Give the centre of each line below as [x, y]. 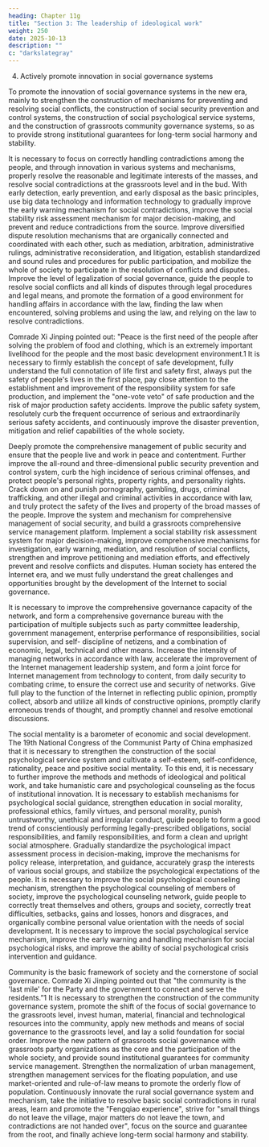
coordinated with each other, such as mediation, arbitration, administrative [131, 244]
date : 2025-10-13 [37, 38]
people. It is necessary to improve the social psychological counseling [124, 879]
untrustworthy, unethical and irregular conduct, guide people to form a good [134, 819]
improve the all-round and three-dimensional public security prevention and [134, 463]
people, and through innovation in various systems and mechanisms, [122, 167]
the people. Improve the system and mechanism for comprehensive [120, 515]
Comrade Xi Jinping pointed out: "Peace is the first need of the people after [133, 336]
